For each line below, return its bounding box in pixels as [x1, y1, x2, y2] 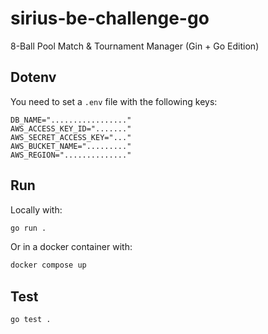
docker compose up [10, 260, 87, 271]
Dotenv [10, 69, 57, 86]
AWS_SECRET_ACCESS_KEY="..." [10, 132, 132, 142]
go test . [10, 315, 52, 325]
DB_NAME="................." [10, 115, 132, 125]
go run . [10, 223, 47, 233]
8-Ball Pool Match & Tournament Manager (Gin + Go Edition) [10, 40, 260, 52]
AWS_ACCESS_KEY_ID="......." [10, 123, 132, 134]
